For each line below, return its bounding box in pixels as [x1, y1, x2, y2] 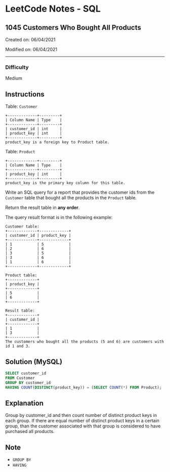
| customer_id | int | [5, 126, 62, 132]
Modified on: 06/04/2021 [5, 47, 57, 52]
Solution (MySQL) [5, 357, 62, 366]
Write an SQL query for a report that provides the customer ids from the [5, 189, 155, 195]
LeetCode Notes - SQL [5, 3, 101, 15]
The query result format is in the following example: [5, 214, 113, 221]
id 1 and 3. [5, 344, 30, 349]
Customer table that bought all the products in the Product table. [5, 195, 137, 201]
